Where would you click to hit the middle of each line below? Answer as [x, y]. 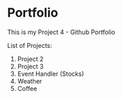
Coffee [27, 88]
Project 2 [30, 59]
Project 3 [30, 66]
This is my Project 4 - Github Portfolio [61, 32]
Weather [30, 81]
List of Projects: [30, 45]
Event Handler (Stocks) [51, 74]
